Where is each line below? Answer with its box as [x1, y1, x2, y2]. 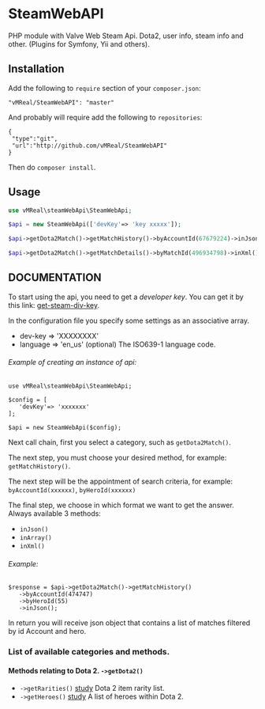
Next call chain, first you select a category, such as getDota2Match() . [8, 438, 231, 447]
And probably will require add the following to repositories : [8, 112, 203, 122]
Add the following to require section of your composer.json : [8, 83, 201, 93]
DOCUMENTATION [8, 271, 102, 285]
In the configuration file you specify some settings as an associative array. [8, 316, 250, 325]
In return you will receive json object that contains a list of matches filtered [8, 618, 251, 627]
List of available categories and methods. [8, 646, 170, 658]
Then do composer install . [8, 162, 96, 172]
